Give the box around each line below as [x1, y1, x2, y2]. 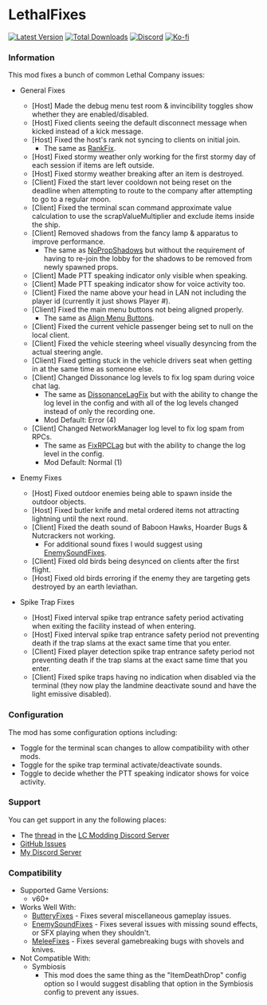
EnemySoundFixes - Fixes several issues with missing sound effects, [31, 920, 258, 929]
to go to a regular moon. [31, 194, 112, 205]
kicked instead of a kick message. [31, 126, 143, 137]
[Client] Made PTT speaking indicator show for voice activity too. [31, 280, 245, 289]
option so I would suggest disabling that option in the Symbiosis [43, 979, 253, 988]
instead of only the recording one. [43, 407, 155, 416]
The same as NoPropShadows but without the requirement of [43, 245, 245, 255]
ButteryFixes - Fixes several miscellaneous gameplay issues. [31, 911, 232, 920]
